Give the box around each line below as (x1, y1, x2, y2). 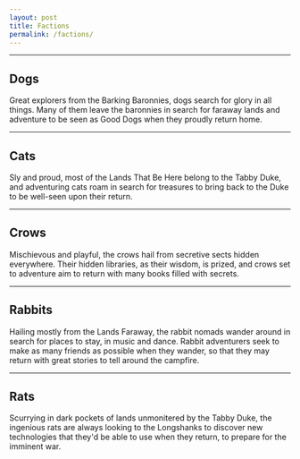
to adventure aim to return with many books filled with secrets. (9, 268, 239, 278)
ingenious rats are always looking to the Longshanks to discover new (9, 422, 263, 433)
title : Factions (9, 21, 70, 30)
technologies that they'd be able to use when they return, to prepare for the (9, 431, 287, 443)
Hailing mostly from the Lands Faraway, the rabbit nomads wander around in (9, 326, 291, 336)
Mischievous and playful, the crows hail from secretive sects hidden (9, 249, 260, 259)
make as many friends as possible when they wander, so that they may (9, 345, 271, 356)
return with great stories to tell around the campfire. (9, 354, 200, 365)
